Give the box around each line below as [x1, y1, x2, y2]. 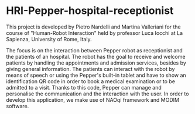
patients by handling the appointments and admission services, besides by [6, 59, 186, 66]
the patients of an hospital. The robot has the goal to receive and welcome [6, 53, 186, 60]
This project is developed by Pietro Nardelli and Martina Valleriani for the [6, 23, 181, 30]
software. [6, 102, 29, 109]
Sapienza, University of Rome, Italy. [6, 35, 92, 42]
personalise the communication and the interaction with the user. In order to [6, 90, 189, 97]
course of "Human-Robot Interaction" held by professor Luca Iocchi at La [6, 29, 183, 36]
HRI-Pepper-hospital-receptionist [6, 4, 174, 17]
